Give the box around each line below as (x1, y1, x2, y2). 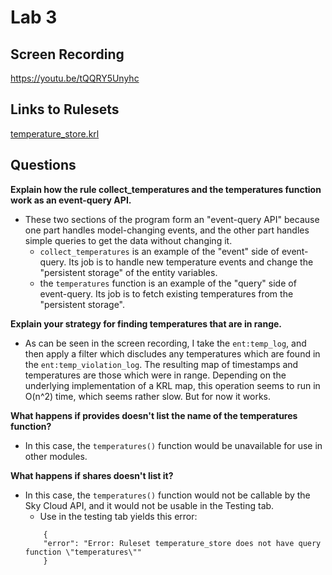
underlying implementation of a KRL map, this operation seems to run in (24, 379, 321, 391)
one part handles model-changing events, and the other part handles (24, 224, 310, 236)
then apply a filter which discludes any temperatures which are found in (24, 347, 321, 360)
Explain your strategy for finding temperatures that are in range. (10, 317, 283, 330)
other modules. (24, 450, 88, 462)
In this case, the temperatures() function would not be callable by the (24, 489, 311, 501)
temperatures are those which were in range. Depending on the (24, 369, 287, 381)
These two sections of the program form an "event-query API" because (24, 213, 320, 225)
